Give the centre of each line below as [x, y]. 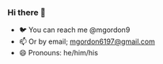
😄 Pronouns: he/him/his [58, 53]
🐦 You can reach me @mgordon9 [74, 30]
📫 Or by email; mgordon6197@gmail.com [87, 41]
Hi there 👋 [27, 12]
